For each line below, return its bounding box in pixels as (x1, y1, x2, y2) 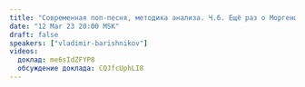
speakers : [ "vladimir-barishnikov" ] (9, 38, 148, 48)
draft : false (9, 30, 59, 39)
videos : (9, 47, 39, 56)
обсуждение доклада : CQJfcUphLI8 (17, 64, 144, 73)
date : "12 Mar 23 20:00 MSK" (9, 22, 120, 31)
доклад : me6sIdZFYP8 (17, 55, 95, 64)
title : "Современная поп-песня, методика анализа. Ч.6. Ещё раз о (9, 13, 266, 23)
